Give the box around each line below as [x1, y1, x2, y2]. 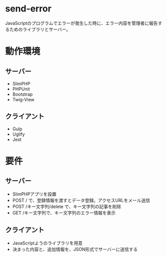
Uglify [12, 131, 25, 137]
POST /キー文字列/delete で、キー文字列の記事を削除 [12, 203, 121, 210]
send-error [5, 3, 52, 14]
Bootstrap [12, 91, 33, 97]
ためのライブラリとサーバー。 [9, 26, 71, 32]
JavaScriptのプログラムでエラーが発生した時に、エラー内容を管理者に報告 [5, 20, 158, 26]
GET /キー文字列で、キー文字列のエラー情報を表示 [12, 210, 116, 216]
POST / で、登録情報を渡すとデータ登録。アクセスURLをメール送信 [12, 197, 151, 203]
